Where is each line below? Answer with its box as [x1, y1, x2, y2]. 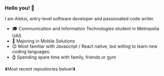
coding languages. [12, 49, 51, 55]
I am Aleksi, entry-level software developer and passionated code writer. [5, 16, 155, 22]
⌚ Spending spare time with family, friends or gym [12, 54, 116, 60]
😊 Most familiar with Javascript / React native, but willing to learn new [12, 43, 157, 49]
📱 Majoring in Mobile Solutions [12, 38, 75, 44]
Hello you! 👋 [5, 4, 35, 11]
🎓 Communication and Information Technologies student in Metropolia [12, 26, 159, 32]
